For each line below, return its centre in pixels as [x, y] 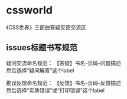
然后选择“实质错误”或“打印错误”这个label [56, 90]
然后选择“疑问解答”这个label [40, 70]
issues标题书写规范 [42, 48]
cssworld [30, 10]
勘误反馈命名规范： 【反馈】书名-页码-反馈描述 [63, 82]
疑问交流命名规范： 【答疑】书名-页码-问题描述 [63, 63]
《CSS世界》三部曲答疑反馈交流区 [46, 27]
